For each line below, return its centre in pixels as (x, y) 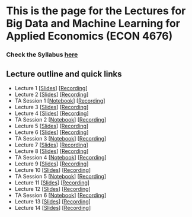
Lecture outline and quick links (64, 74)
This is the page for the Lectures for (96, 11)
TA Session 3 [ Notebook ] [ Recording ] (60, 138)
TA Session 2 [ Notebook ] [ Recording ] (60, 119)
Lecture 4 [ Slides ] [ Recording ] (52, 113)
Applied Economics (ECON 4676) (89, 36)
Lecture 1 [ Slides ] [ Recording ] (51, 88)
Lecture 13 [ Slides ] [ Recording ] (52, 201)
